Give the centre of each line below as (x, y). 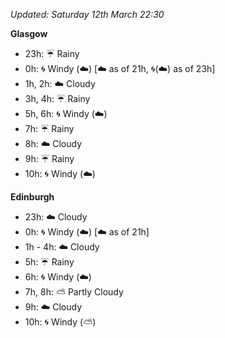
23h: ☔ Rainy (52, 53)
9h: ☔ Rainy (49, 158)
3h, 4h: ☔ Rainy (57, 98)
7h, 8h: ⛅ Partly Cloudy (74, 292)
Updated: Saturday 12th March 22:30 (87, 14)
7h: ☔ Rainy (49, 128)
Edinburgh (32, 197)
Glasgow (29, 33)
